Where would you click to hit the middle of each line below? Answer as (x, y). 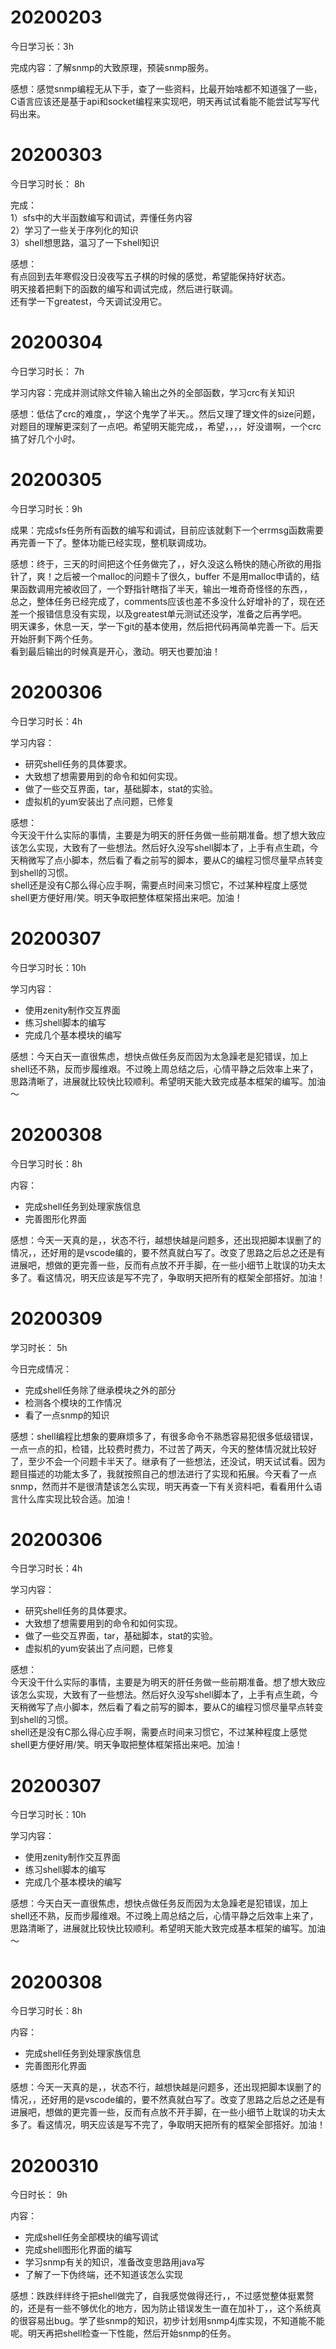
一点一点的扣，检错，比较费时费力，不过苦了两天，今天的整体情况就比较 (159, 1448)
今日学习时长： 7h (47, 371)
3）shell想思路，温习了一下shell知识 (85, 242)
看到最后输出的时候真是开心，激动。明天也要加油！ (115, 651)
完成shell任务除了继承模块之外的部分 (100, 1390)
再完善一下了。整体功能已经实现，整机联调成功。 (111, 542)
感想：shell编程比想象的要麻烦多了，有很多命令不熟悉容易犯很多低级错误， (164, 1436)
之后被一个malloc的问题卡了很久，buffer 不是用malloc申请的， (182, 576)
